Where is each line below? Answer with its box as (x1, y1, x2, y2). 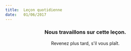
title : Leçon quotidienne (5, 7, 62, 13)
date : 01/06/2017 (5, 12, 47, 17)
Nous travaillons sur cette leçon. (44, 29, 126, 36)
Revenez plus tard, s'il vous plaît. (51, 40, 120, 46)
